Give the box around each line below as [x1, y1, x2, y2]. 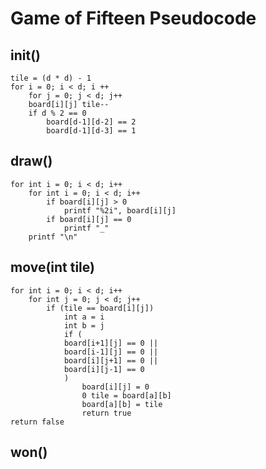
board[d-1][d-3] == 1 [46, 126, 137, 136]
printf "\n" [28, 232, 78, 242]
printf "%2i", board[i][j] [63, 205, 177, 216]
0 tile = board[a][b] [81, 390, 172, 401]
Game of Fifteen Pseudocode [10, 7, 257, 30]
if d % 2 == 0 [28, 108, 87, 118]
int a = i [63, 312, 105, 322]
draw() [10, 153, 53, 170]
